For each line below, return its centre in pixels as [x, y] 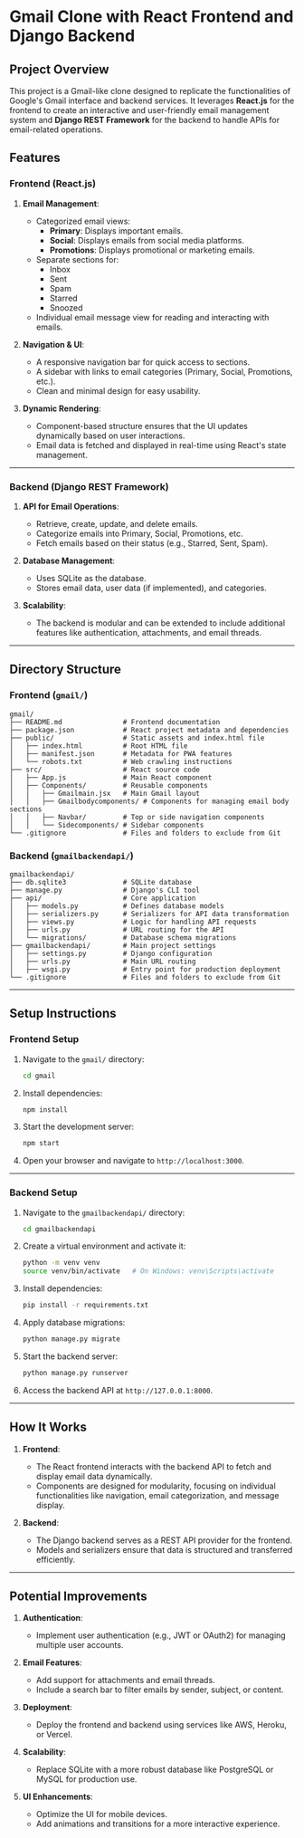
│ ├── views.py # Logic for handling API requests [133, 922]
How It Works [48, 1427]
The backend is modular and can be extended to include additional [161, 623]
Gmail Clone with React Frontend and [152, 17]
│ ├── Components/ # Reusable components [109, 785]
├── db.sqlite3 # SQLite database [101, 882]
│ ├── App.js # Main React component [111, 777]
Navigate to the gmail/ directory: [83, 1059]
